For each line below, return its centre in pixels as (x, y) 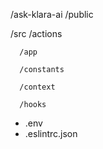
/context (37, 87)
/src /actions (36, 33)
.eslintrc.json (51, 133)
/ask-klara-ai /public (52, 14)
